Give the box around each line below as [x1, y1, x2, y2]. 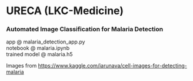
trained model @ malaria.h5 [6, 51, 73, 58]
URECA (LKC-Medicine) [6, 4, 124, 18]
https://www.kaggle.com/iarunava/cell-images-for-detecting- [38, 62, 187, 69]
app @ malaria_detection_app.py [6, 38, 85, 45]
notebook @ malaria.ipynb [6, 45, 70, 52]
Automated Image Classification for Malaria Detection [6, 25, 164, 33]
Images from [6, 62, 37, 69]
